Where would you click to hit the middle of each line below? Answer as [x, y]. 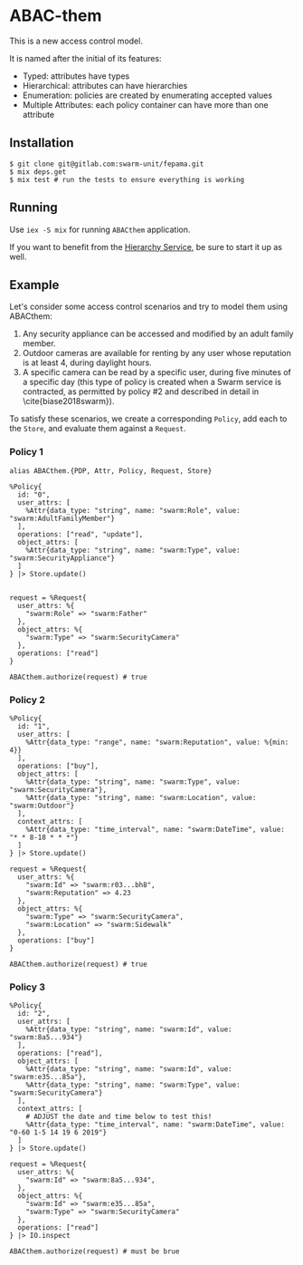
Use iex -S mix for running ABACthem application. [100, 229]
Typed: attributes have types [76, 76]
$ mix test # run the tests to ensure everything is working [127, 179]
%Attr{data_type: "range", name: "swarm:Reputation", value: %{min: [157, 742]
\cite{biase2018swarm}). [68, 401]
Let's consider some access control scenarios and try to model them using [148, 307]
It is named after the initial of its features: [85, 58]
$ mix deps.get [38, 172]
